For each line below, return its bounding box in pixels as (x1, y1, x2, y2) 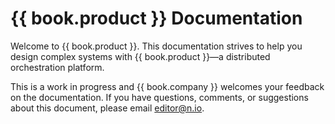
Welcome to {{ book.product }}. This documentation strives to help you (10, 40, 303, 52)
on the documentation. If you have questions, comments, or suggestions (10, 91, 309, 103)
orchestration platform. (10, 61, 105, 73)
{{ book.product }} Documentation (10, 7, 303, 30)
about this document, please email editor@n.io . (10, 102, 205, 114)
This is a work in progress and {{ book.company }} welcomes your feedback (10, 80, 325, 92)
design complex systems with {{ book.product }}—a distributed (10, 50, 271, 62)
